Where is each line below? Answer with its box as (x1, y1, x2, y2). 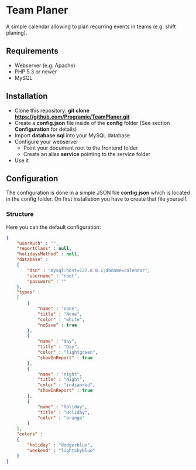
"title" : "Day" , (37, 344, 80, 350)
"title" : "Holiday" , (37, 409, 91, 415)
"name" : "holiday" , (37, 404, 88, 410)
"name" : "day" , (37, 339, 77, 344)
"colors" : (16, 431, 43, 437)
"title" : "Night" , (37, 377, 85, 383)
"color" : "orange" (37, 415, 85, 421)
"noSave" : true (37, 322, 77, 328)
